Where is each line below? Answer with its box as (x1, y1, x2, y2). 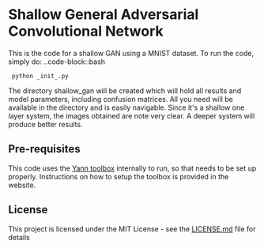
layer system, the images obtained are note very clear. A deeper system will (8, 111, 255, 120)
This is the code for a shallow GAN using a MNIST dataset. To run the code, (8, 48, 255, 58)
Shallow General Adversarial (8, 6, 199, 24)
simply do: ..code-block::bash (8, 57, 105, 66)
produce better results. (8, 119, 83, 129)
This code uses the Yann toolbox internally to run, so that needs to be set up (8, 163, 257, 173)
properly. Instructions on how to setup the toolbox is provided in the (8, 171, 229, 181)
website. (8, 180, 36, 190)
